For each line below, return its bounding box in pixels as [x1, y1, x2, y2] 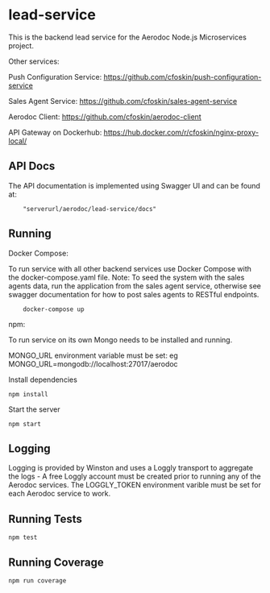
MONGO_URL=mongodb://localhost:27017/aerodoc [8, 359, 179, 368]
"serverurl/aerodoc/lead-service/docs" [23, 205, 157, 213]
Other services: [8, 56, 60, 66]
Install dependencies [8, 375, 78, 384]
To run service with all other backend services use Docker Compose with [8, 263, 251, 273]
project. [8, 40, 35, 50]
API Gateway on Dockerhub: [8, 127, 102, 137]
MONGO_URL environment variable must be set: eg [8, 350, 179, 360]
